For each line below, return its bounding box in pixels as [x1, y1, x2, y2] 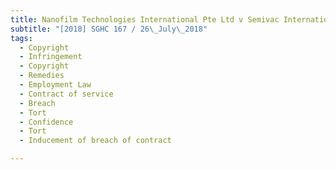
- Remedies [19, 71, 65, 81]
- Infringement [19, 52, 83, 62]
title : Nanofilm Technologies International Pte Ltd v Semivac [10, 14, 280, 25]
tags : [10, 33, 33, 43]
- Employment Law [19, 80, 92, 90]
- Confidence [19, 117, 74, 127]
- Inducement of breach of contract [19, 136, 172, 146]
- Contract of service [19, 89, 114, 99]
